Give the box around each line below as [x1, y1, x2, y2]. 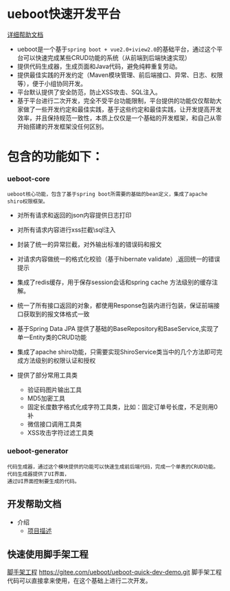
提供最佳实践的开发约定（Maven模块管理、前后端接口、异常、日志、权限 [16, 70, 223, 79]
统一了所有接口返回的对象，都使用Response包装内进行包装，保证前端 [16, 301, 214, 310]
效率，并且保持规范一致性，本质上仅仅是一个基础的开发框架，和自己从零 [16, 114, 222, 122]
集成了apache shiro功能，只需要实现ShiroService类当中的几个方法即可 [16, 348, 217, 356]
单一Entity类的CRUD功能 [16, 333, 87, 341]
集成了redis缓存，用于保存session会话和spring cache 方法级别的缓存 [16, 278, 212, 286]
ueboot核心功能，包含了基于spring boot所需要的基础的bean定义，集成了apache [7, 191, 208, 198]
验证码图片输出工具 [27, 386, 82, 394]
